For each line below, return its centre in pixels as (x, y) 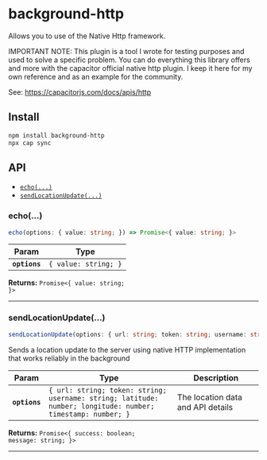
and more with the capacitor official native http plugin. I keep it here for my (130, 68)
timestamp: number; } (89, 414)
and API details (205, 407)
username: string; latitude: (104, 398)
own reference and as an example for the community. (96, 76)
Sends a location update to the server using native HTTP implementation (127, 349)
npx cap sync (30, 143)
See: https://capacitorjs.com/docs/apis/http (80, 92)
